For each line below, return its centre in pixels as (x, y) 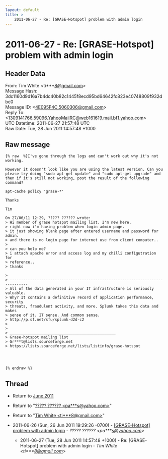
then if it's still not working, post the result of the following (77, 178)
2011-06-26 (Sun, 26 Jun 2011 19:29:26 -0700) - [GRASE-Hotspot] (81, 425)
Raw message (28, 144)
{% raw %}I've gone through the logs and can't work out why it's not (82, 156)
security (14, 302)
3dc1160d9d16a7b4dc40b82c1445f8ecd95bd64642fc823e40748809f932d (84, 96)
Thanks (12, 200)
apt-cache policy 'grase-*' (35, 192)
